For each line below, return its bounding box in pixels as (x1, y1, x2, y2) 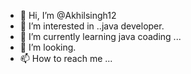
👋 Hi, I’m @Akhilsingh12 (19, 10, 117, 21)
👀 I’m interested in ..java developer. (19, 20, 165, 32)
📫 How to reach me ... (19, 53, 113, 64)
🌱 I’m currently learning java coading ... (19, 31, 182, 42)
